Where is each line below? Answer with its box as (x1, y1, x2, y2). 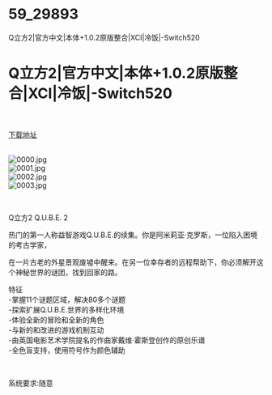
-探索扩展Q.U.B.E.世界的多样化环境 (8, 304, 125, 314)
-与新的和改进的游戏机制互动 (8, 325, 104, 334)
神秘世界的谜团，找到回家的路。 (15, 267, 122, 277)
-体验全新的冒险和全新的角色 (8, 315, 104, 325)
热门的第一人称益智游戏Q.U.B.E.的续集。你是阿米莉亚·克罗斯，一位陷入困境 (8, 230, 257, 240)
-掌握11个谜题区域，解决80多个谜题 (8, 295, 126, 304)
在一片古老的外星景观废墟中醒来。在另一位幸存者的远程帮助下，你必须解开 (8, 257, 257, 267)
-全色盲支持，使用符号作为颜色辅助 (8, 345, 125, 355)
